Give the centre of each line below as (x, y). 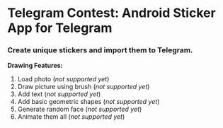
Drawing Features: (35, 66)
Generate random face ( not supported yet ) (80, 109)
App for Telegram (60, 28)
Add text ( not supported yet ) (59, 94)
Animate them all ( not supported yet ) (71, 117)
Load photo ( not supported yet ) (63, 79)
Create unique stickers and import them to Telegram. (100, 50)
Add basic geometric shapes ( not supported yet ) (88, 102)
